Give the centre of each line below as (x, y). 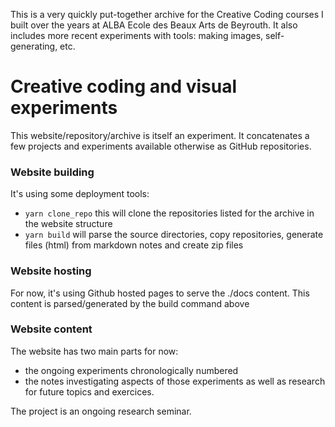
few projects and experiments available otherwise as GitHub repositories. (161, 146)
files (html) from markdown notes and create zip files (134, 245)
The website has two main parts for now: (94, 351)
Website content (51, 329)
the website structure (68, 224)
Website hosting (51, 271)
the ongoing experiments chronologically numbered (131, 370)
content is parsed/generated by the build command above (130, 303)
